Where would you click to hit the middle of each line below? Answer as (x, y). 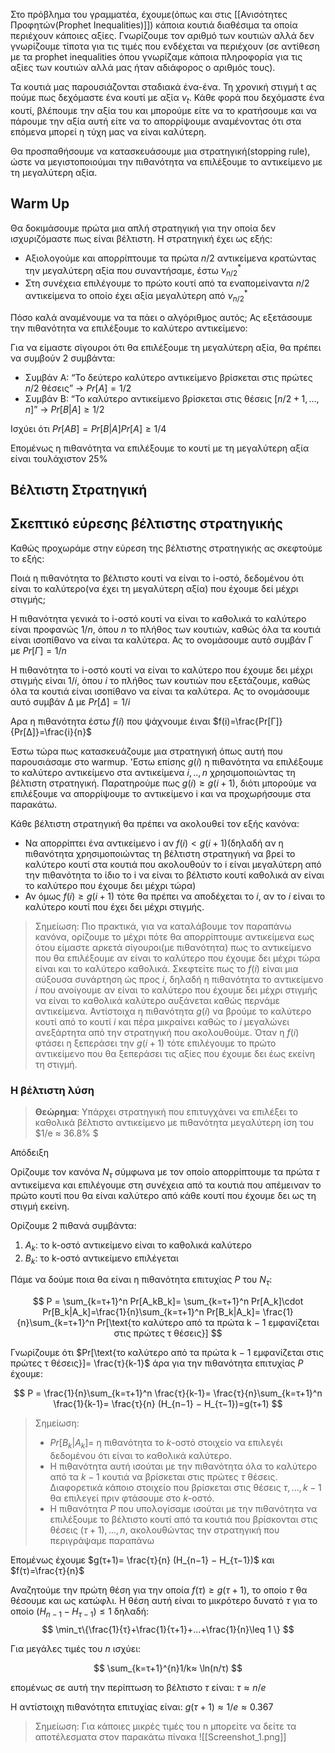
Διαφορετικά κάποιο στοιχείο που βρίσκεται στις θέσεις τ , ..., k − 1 (185, 1487)
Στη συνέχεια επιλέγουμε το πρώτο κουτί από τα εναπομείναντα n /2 (167, 283)
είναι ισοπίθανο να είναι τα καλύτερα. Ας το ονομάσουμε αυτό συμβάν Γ (162, 640)
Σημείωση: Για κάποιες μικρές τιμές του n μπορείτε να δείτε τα (165, 1726)
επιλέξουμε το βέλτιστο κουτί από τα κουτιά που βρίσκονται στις (183, 1519)
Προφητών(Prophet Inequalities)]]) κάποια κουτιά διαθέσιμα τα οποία (154, 25)
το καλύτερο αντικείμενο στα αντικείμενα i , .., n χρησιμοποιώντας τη (153, 772)
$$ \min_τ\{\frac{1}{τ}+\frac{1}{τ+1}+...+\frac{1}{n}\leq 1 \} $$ (168, 1629)
